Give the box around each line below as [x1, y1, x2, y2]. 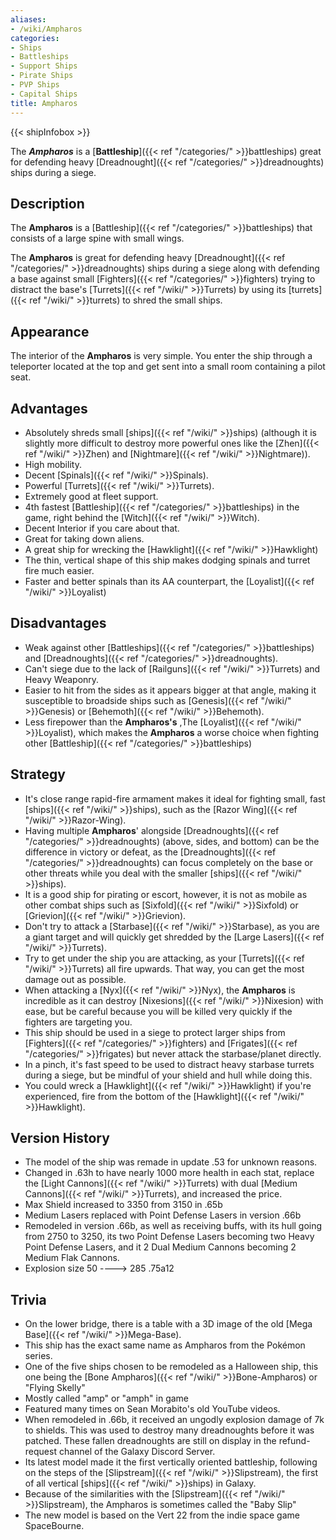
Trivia [10, 1291, 47, 1308]
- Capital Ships [10, 89, 78, 99]
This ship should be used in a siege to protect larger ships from [24, 1026, 286, 1038]
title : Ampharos [10, 98, 78, 108]
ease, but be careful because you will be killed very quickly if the [24, 1005, 293, 1017]
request [24, 1446, 57, 1458]
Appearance [10, 323, 90, 340]
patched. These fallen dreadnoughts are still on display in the [24, 1435, 277, 1447]
